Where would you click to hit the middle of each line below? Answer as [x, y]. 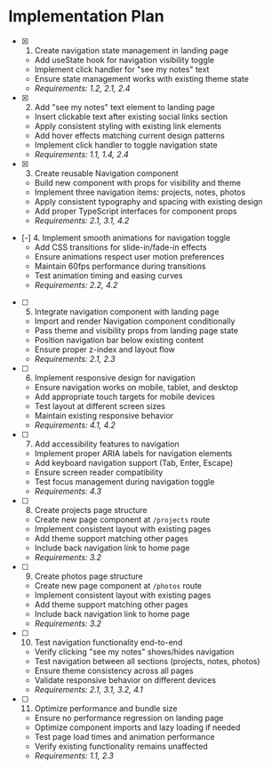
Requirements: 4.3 [68, 491]
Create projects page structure [91, 509]
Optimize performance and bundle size [106, 708]
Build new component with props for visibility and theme [138, 182]
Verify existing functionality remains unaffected [121, 746]
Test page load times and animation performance [124, 736]
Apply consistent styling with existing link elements [128, 125]
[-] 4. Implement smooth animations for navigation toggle [126, 237]
